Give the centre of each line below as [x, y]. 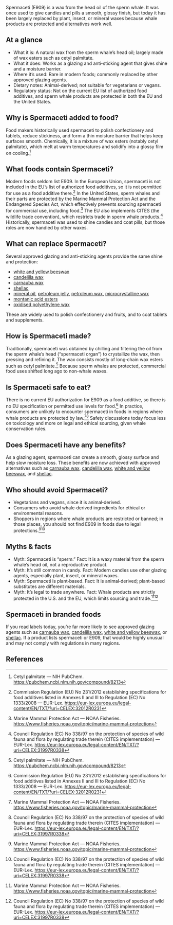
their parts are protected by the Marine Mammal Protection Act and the [81, 199]
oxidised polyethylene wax [41, 304]
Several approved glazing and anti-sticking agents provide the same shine [84, 256]
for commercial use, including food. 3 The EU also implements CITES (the [83, 210]
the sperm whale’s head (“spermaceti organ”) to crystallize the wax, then [83, 354]
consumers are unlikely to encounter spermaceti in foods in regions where [84, 412]
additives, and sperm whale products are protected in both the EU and [88, 96]
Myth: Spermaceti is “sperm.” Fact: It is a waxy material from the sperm [89, 559]
